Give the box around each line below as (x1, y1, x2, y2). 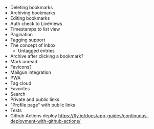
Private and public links (10, 96, 60, 102)
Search (10, 91, 26, 97)
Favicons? (10, 64, 32, 70)
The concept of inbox (10, 42, 56, 48)
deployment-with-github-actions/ (10, 118, 81, 124)
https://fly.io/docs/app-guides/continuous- (58, 113, 149, 119)
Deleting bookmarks (10, 5, 53, 10)
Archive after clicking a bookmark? (10, 53, 84, 59)
